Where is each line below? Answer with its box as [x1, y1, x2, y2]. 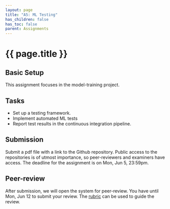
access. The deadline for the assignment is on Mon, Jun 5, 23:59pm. [5, 159, 149, 165]
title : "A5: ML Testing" [5, 12, 58, 17]
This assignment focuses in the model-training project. [5, 82, 120, 88]
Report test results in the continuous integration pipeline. [12, 120, 131, 127]
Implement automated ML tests [12, 115, 78, 121]
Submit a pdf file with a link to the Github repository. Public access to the [5, 149, 158, 155]
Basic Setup [5, 68, 44, 77]
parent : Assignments [5, 26, 49, 31]
